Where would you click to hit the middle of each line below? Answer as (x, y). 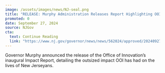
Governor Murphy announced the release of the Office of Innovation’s (76, 55)
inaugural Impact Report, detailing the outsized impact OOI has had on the (80, 60)
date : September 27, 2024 (31, 23)
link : (15, 41)
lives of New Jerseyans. (29, 65)
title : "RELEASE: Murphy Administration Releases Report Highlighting (79, 14)
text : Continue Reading (34, 37)
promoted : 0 (17, 18)
